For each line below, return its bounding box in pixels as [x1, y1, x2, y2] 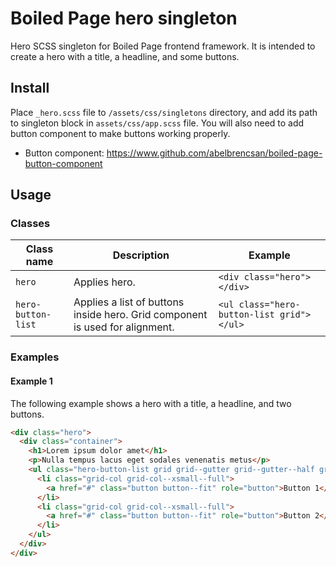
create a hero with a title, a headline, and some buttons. [10, 50, 240, 62]
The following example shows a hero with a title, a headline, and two [10, 397, 292, 409]
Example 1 [10, 375, 53, 387]
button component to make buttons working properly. [10, 127, 231, 139]
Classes [10, 217, 51, 231]
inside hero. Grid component [73, 308, 208, 322]
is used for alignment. [73, 320, 175, 334]
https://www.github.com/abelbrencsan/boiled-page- [106, 147, 323, 159]
